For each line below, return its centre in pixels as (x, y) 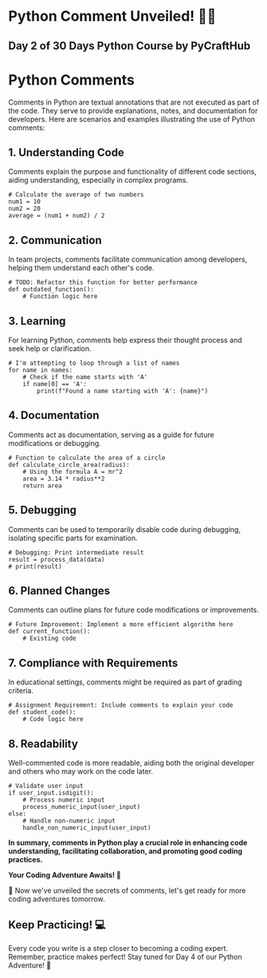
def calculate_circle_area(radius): (69, 465)
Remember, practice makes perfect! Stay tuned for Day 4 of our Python (125, 956)
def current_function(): (49, 632)
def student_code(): (43, 712)
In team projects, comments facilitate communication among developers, (128, 259)
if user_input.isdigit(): (51, 793)
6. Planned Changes (59, 591)
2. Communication (55, 240)
